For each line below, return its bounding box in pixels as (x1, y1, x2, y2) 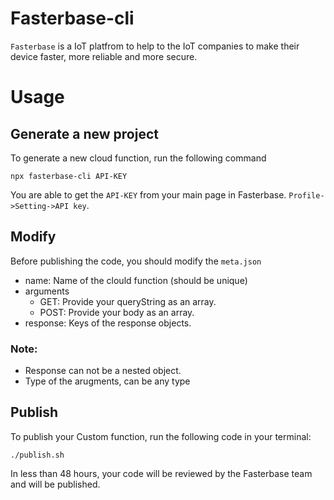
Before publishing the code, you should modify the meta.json (10, 255, 262, 267)
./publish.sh (10, 450, 65, 460)
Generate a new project (10, 125, 159, 142)
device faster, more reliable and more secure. (10, 50, 198, 62)
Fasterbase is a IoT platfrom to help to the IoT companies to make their (10, 40, 300, 52)
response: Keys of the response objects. (24, 317, 192, 329)
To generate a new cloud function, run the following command (10, 152, 267, 164)
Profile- (288, 190, 325, 201)
